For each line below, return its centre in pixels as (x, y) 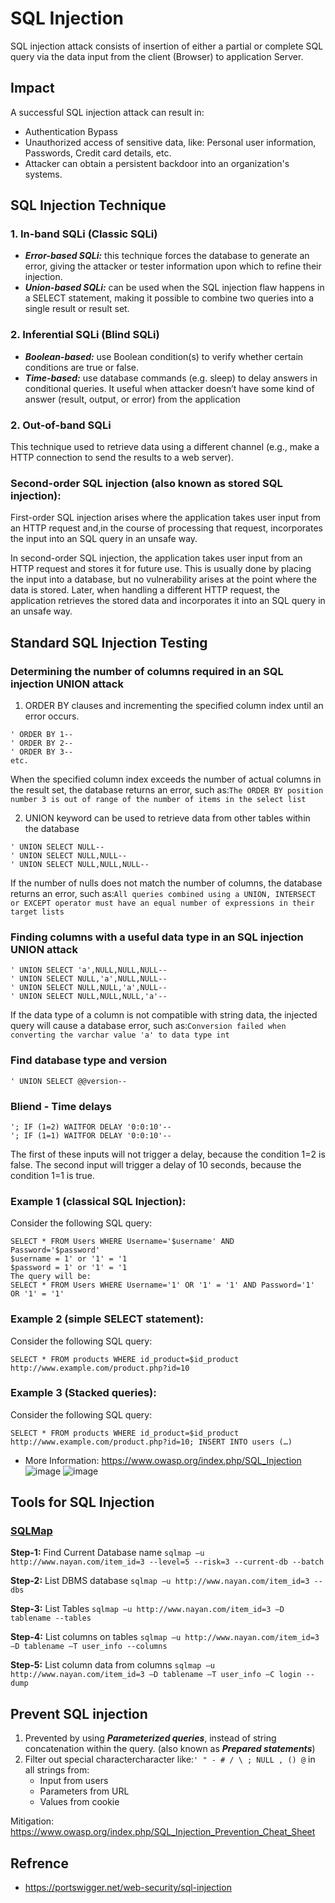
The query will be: (51, 1277)
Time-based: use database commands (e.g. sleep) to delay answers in (171, 378)
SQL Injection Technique (88, 205)
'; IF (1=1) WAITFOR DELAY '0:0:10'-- (91, 1135)
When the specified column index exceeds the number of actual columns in (166, 779)
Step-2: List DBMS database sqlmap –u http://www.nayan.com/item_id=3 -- (166, 1581)
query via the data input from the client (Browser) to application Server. (157, 56)
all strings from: (57, 1770)
